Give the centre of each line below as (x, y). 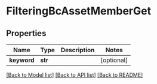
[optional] (114, 60)
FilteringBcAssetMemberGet (78, 11)
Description (78, 50)
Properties (26, 33)
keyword (22, 60)
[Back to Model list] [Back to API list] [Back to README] (75, 75)
